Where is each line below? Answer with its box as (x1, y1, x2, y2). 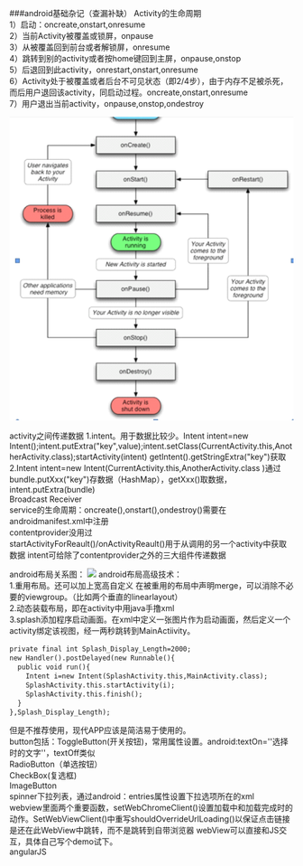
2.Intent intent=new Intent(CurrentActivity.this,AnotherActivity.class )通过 (9, 463, 281, 474)
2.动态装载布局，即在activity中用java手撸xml (9, 603, 175, 614)
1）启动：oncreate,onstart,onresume (9, 19, 146, 30)
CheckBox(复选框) (9, 770, 78, 781)
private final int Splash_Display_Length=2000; (9, 645, 192, 654)
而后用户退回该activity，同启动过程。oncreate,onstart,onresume (9, 87, 248, 98)
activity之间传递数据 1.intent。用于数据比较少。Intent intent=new (9, 430, 250, 441)
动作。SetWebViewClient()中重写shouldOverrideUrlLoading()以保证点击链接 (9, 814, 290, 824)
